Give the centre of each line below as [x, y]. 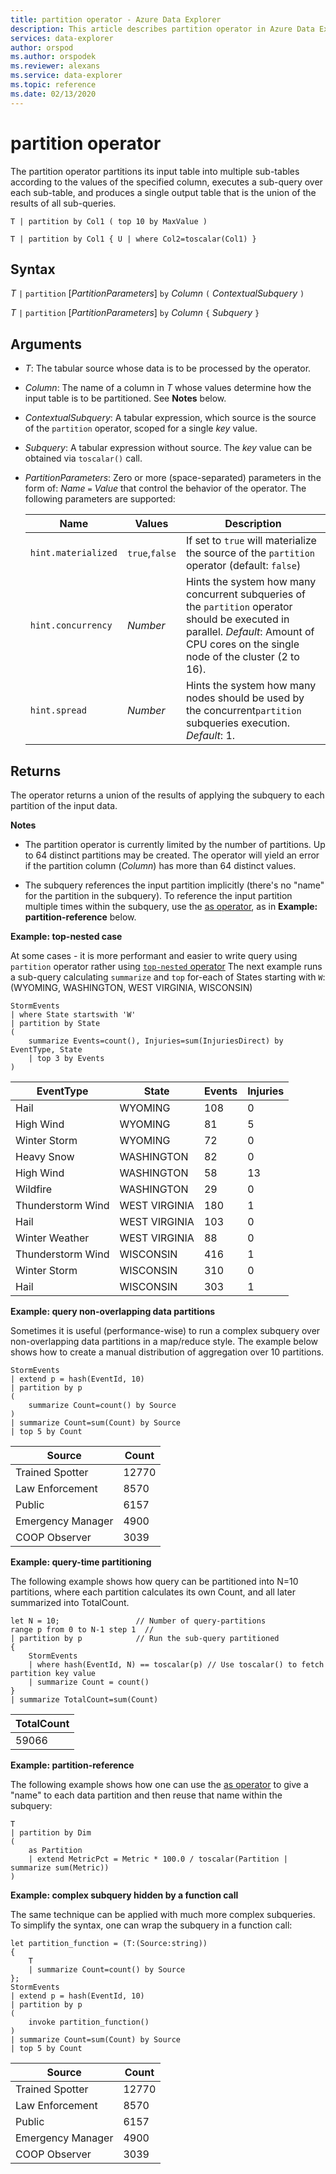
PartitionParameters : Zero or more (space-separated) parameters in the [173, 478]
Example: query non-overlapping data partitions [113, 1311]
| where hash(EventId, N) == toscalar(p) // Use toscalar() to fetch [176, 1665]
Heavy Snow [45, 1156]
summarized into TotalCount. [70, 1602]
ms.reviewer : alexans [55, 66]
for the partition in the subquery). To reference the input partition [158, 895]
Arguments [46, 344]
